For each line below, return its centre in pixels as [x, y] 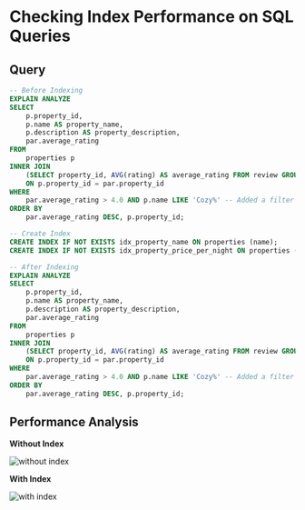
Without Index [37, 444]
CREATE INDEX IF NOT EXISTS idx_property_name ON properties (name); [144, 242]
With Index [30, 479]
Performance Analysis [74, 422]
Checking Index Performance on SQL [152, 17]
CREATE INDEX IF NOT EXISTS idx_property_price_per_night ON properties [150, 250]
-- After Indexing [44, 267]
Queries [40, 36]
